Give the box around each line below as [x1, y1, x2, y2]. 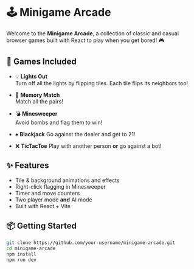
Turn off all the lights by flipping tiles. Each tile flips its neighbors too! [15, 79, 189, 86]
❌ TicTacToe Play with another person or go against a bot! [15, 142, 162, 150]
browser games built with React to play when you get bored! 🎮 [6, 37, 165, 44]
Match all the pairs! [15, 97, 64, 105]
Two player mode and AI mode [15, 196, 92, 203]
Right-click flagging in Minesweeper [15, 183, 106, 190]
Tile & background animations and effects [15, 176, 120, 184]
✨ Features [6, 160, 49, 171]
